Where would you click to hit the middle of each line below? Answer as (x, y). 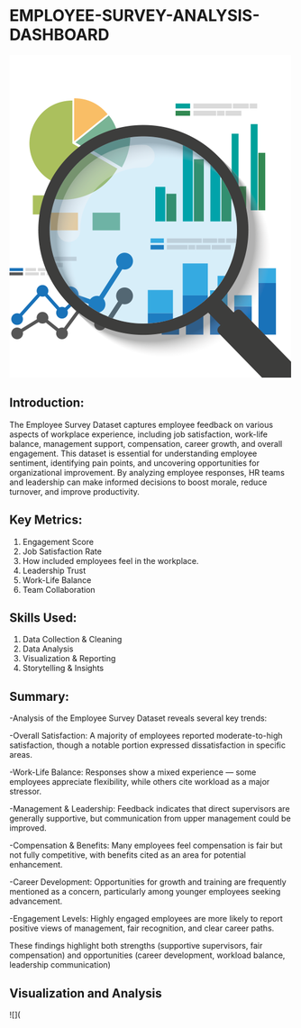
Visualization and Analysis (86, 993)
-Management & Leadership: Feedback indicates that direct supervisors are (150, 809)
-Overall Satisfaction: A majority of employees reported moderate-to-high (146, 736)
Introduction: (47, 403)
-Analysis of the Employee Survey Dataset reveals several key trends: (138, 718)
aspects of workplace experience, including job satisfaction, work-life (139, 434)
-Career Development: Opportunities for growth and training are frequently (148, 882)
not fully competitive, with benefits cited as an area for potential (128, 855)
